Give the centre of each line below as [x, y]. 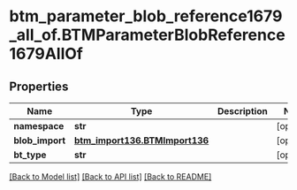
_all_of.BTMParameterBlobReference [147, 35]
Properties [39, 86]
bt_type [30, 155]
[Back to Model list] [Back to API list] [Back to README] [110, 177]
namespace [39, 126]
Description [242, 111]
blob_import [40, 141]
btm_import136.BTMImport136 [141, 141]
